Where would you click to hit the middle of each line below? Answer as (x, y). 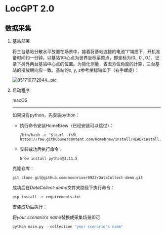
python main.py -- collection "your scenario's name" (68, 227)
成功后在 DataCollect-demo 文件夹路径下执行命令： (63, 187)
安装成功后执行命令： (41, 149)
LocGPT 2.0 (30, 9)
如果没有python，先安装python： (46, 115)
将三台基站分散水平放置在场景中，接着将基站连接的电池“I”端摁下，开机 (84, 52)
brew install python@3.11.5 (48, 159)
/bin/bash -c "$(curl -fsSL (48, 135)
